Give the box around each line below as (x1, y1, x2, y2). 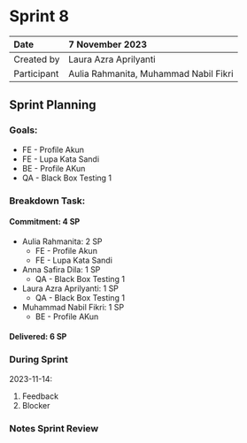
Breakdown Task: (9, 195, 86, 207)
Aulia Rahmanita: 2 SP (21, 236, 104, 247)
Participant (13, 67, 59, 80)
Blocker (21, 400, 50, 410)
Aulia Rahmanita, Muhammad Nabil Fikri (67, 67, 234, 80)
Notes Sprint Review (9, 422, 99, 434)
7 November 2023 (67, 38, 148, 50)
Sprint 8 (9, 6, 69, 27)
